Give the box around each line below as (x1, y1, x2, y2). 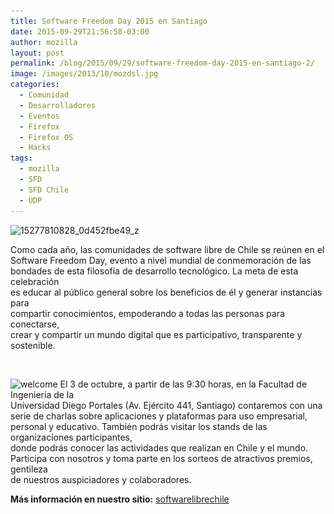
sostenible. (10, 339, 56, 351)
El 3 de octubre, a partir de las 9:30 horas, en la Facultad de (59, 378, 308, 390)
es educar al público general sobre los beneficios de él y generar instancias (10, 286, 323, 298)
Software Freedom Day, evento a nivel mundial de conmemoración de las (10, 254, 312, 266)
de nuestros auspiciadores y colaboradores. (10, 473, 192, 485)
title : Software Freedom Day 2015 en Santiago (10, 16, 208, 26)
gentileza (10, 463, 48, 475)
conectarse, (10, 318, 60, 330)
